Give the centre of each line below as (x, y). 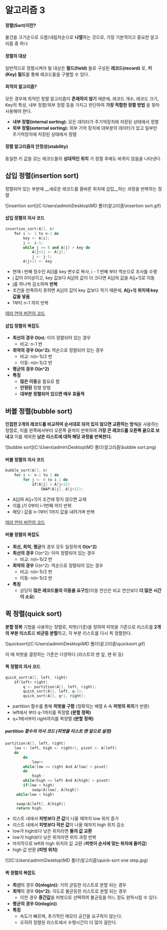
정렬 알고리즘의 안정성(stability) (37, 147)
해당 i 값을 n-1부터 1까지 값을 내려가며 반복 (53, 512)
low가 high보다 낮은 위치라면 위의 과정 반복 (54, 837)
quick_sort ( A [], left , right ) (37, 677)
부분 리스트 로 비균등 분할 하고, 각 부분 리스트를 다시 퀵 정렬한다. (71, 633)
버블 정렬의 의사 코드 (25, 459)
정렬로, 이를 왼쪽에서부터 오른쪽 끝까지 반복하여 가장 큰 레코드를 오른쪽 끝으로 (80, 430)
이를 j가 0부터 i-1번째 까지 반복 (42, 505)
